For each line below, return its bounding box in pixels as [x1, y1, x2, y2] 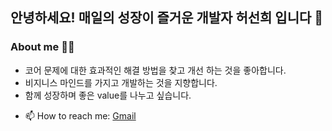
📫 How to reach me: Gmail [24, 109, 137, 122]
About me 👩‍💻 [10, 40, 75, 54]
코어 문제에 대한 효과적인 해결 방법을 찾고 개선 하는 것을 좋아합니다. [24, 64, 287, 76]
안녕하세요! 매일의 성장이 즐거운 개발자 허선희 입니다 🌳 [10, 9, 324, 27]
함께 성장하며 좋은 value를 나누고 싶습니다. [24, 89, 192, 101]
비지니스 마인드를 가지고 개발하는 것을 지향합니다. [24, 76, 218, 88]
